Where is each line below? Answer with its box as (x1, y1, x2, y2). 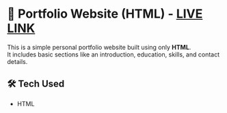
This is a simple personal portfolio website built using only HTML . (7, 43, 191, 51)
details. (7, 57, 28, 65)
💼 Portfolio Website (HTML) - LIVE (7, 6, 203, 22)
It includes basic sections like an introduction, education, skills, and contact (7, 50, 220, 59)
